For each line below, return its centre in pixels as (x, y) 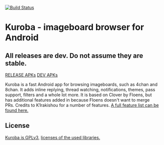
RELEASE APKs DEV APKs (31, 75)
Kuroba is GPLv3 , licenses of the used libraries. (53, 137)
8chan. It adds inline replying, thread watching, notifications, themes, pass (80, 90)
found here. (17, 110)
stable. (16, 63)
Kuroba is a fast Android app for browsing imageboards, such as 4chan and (81, 84)
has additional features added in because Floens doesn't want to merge (78, 100)
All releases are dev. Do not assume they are (74, 55)
